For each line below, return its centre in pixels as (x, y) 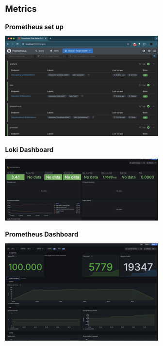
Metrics (21, 9)
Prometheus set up (34, 27)
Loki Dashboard (29, 150)
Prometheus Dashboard (42, 234)
